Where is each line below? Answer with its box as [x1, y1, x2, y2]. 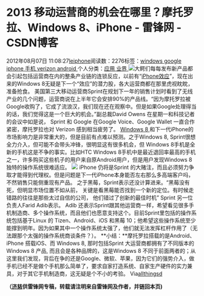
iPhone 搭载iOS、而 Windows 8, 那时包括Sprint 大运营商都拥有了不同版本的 [6, 239, 194, 247]
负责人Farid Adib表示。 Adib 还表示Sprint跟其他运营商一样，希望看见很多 [6, 201, 189, 208]
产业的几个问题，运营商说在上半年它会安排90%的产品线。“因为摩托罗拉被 [6, 95, 191, 102]
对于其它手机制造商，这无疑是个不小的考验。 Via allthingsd [16, 270, 163, 277]
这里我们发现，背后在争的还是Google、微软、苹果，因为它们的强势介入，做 [6, 255, 195, 262]
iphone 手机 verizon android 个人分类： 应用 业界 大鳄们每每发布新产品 [6, 64, 188, 72]
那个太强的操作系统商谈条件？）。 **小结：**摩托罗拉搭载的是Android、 [16, 232, 195, 239]
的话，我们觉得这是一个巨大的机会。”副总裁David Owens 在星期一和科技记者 [6, 110, 195, 117]
